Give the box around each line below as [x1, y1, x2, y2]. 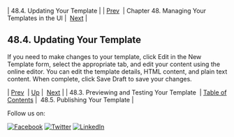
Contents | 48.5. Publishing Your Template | [7, 95, 134, 104]
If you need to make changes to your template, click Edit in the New [7, 52, 202, 61]
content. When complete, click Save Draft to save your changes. [7, 74, 192, 83]
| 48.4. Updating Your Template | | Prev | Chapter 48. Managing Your [7, 7, 207, 15]
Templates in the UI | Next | [7, 14, 87, 22]
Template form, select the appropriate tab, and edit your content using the [7, 60, 221, 68]
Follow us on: [7, 108, 45, 118]
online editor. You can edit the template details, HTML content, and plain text [7, 67, 228, 76]
